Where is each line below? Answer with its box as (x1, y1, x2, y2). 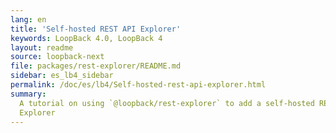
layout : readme (10, 42, 74, 53)
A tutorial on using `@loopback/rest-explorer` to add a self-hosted (19, 98, 315, 108)
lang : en (10, 14, 47, 25)
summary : (10, 89, 47, 99)
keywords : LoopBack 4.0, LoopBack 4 (10, 33, 163, 43)
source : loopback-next (10, 52, 105, 62)
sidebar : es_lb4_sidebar (10, 71, 114, 81)
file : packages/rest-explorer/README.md (10, 61, 182, 71)
